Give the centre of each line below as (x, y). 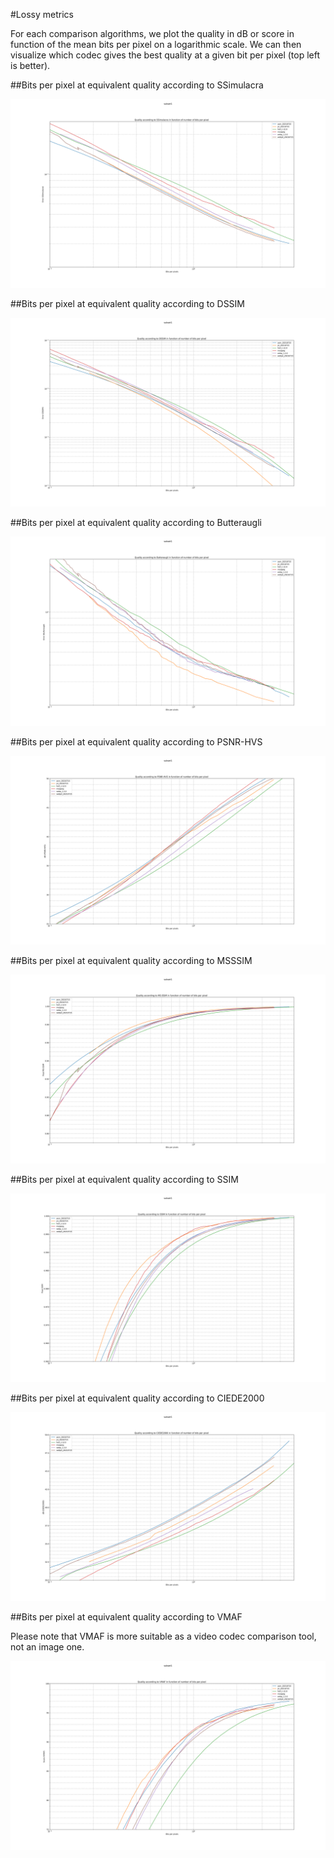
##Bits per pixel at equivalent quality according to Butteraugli (136, 523)
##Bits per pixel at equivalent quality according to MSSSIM (131, 960)
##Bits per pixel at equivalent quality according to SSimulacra (137, 85)
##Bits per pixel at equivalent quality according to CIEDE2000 (137, 1398)
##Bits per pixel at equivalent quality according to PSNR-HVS (136, 741)
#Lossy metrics (42, 14)
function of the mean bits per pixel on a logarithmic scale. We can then (156, 44)
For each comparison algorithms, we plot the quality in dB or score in (152, 33)
